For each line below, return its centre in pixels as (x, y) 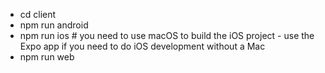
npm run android (54, 25)
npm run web (47, 57)
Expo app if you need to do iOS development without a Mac (142, 46)
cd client (38, 14)
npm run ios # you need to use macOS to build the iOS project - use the (167, 35)
